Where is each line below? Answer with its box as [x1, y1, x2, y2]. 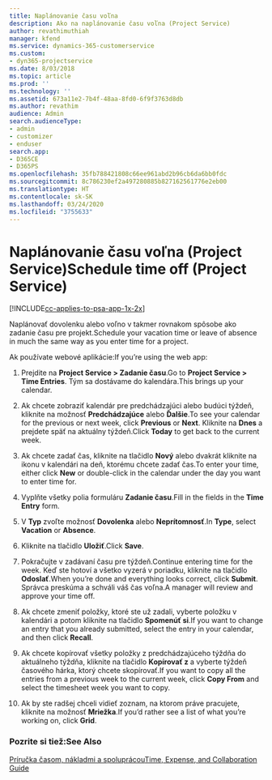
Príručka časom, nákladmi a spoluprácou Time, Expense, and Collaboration [9, 754, 257, 764]
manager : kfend [9, 34, 61, 43]
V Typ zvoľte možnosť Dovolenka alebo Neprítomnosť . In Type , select [20, 517, 257, 526]
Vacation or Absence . [20, 526, 96, 535]
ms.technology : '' [9, 87, 71, 96]
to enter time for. [20, 477, 77, 487]
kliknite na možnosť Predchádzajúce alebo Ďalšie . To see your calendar [20, 410, 261, 420]
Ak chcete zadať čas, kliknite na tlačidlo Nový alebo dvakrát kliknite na [20, 451, 257, 461]
